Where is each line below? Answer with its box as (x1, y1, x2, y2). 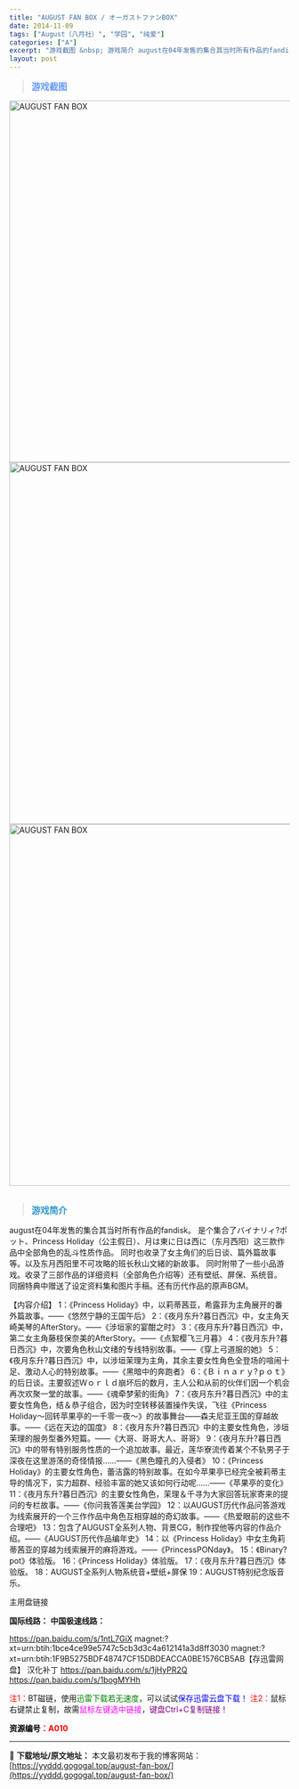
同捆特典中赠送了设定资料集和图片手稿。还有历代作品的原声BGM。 (9, 1281, 254, 1291)
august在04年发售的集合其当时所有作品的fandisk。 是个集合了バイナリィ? (9, 1225, 280, 1235)
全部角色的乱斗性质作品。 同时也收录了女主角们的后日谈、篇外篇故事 (24, 1248, 277, 1257)
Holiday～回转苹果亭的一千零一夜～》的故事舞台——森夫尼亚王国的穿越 (9, 1411, 271, 1421)
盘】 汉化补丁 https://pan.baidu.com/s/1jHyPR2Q (9, 1664, 188, 1675)
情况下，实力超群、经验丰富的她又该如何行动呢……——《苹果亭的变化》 (24, 1477, 288, 1488)
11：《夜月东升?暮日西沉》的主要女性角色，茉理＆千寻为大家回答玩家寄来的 (9, 1489, 281, 1499)
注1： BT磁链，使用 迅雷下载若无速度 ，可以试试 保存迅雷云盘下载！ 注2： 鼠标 (9, 1693, 287, 1704)
